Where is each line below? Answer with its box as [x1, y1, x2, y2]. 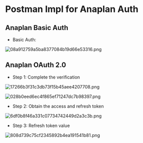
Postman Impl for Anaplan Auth [5, 3, 139, 15]
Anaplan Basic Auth [5, 23, 69, 32]
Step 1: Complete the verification [12, 74, 80, 80]
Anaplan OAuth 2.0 [5, 61, 66, 69]
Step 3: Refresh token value [12, 122, 70, 128]
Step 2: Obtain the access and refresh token [12, 103, 104, 109]
